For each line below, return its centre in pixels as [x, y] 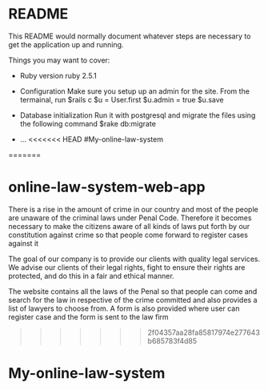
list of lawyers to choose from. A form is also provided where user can [124, 308]
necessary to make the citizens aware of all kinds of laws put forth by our [129, 226]
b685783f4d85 [172, 340]
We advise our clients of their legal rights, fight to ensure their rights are [127, 267]
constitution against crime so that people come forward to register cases [128, 235]
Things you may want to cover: [59, 60]
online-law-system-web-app [107, 187]
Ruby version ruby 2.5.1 [58, 75]
